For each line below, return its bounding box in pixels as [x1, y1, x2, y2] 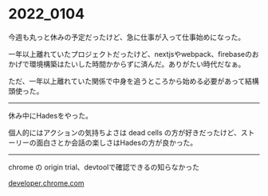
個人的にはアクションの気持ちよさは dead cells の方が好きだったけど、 [8, 127, 242, 137]
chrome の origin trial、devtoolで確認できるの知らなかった [8, 162, 199, 172]
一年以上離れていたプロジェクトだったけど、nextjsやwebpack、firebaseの [8, 49, 253, 58]
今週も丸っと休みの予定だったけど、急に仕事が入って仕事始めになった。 [8, 32, 246, 42]
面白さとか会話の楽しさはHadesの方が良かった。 [35, 138, 198, 147]
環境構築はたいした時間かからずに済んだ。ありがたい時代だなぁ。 [29, 59, 246, 69]
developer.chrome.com [8, 178, 85, 188]
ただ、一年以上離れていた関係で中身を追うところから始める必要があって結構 [8, 76, 259, 86]
